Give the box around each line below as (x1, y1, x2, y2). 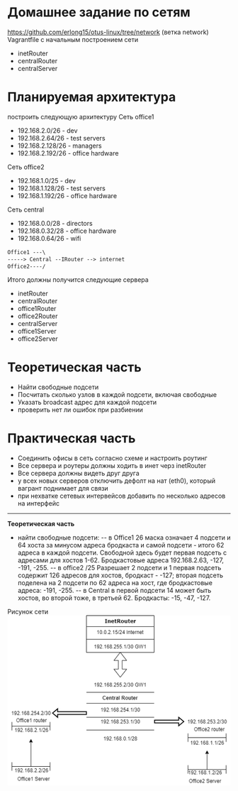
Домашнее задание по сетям (7, 4, 191, 21)
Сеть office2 (7, 163, 45, 171)
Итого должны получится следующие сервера (7, 275, 149, 284)
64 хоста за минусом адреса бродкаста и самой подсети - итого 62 (17, 540, 225, 549)
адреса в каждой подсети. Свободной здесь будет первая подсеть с (17, 548, 227, 557)
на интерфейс (17, 498, 60, 508)
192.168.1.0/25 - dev (17, 176, 76, 185)
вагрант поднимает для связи (17, 484, 108, 492)
